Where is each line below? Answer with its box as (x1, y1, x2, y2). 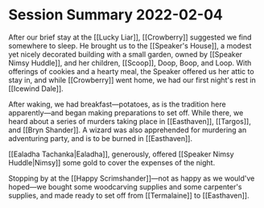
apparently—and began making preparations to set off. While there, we (8, 107, 244, 118)
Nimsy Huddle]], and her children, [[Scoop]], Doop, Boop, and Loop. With (8, 58, 252, 68)
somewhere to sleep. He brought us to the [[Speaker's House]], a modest (8, 40, 252, 50)
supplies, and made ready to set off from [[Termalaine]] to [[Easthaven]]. (8, 190, 250, 200)
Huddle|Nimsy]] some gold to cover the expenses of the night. (8, 157, 216, 167)
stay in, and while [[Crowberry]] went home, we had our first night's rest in (8, 75, 256, 85)
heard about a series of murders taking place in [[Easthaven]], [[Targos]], (8, 116, 251, 126)
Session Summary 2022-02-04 (8, 6, 223, 24)
